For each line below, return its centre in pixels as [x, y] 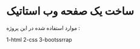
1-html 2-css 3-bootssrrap [39, 39]
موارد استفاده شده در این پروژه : [43, 28]
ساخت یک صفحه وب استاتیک [70, 11]
